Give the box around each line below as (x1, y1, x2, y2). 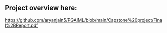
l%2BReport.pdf (5, 22, 38, 28)
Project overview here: (5, 4, 77, 12)
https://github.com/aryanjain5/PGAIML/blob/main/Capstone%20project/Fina (5, 17, 162, 23)
